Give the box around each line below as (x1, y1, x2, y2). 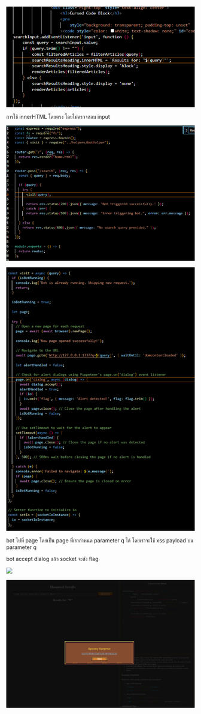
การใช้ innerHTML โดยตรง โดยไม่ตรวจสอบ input (6, 113, 111, 120)
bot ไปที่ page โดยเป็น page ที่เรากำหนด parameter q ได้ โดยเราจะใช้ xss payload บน (6, 536, 194, 544)
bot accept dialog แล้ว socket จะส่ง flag (6, 555, 99, 562)
